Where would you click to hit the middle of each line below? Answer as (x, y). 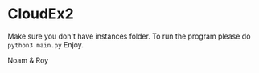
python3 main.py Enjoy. (45, 44)
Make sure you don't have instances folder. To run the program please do (129, 36)
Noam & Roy (28, 60)
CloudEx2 (41, 14)
